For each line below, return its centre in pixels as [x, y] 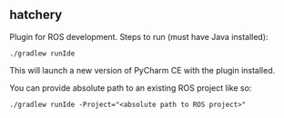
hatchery [36, 15]
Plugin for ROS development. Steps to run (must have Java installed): [139, 36]
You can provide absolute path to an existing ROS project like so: [131, 88]
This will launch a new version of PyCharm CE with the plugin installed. [142, 70]
